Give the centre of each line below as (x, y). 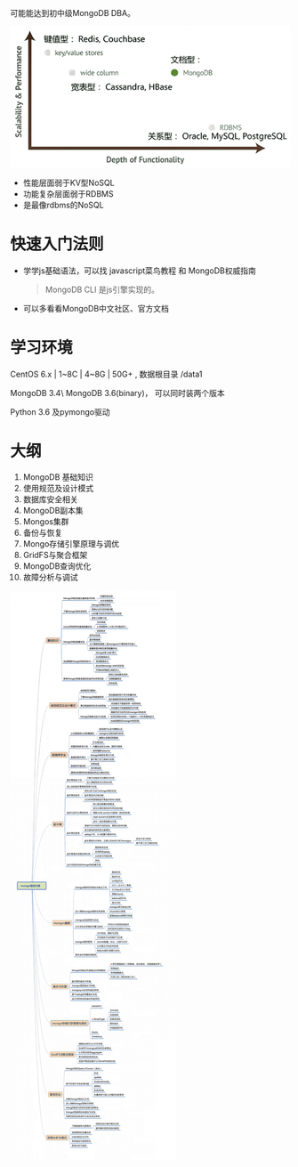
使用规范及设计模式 (58, 489)
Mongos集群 (46, 522)
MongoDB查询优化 (57, 566)
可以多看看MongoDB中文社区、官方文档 (96, 308)
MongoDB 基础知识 (58, 477)
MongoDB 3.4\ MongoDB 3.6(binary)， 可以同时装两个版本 (117, 393)
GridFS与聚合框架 (55, 555)
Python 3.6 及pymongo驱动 (60, 411)
